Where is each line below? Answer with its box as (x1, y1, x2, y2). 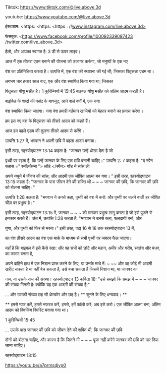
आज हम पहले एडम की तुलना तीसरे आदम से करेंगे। (5, 128, 84, 133)
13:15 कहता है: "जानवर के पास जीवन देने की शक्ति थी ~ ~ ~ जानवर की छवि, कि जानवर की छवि (5, 179, 159, 185)
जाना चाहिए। (5, 342, 26, 348)
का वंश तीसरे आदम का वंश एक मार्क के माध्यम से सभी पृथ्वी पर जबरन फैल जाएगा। (5, 235, 132, 241)
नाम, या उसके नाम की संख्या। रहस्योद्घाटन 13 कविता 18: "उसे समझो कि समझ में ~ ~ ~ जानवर (5, 276, 159, 282)
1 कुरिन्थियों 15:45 (5, 317, 35, 323)
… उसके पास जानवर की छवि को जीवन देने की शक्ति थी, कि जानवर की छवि (5, 327, 123, 333)
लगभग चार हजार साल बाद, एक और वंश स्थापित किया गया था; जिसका (5, 78, 113, 84)
